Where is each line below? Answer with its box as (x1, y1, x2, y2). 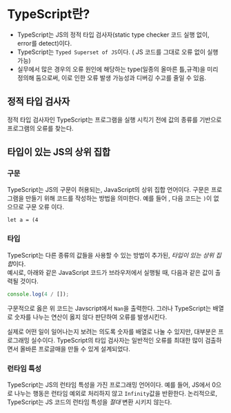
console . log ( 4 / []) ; (7, 291, 70, 298)
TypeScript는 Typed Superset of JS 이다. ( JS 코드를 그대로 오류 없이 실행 (17, 48, 219, 56)
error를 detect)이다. (17, 39, 72, 47)
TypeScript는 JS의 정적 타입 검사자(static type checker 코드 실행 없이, (17, 30, 210, 39)
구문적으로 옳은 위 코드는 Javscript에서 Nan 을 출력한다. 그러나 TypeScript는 (7, 304, 212, 312)
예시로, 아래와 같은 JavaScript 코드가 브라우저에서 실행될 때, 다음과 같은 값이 (7, 268, 214, 276)
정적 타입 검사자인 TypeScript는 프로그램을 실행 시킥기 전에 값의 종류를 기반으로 (7, 115, 222, 124)
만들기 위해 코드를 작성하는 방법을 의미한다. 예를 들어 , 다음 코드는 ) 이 (25, 194, 212, 202)
